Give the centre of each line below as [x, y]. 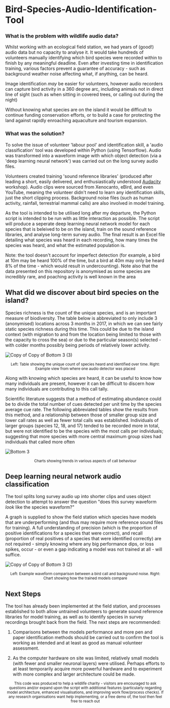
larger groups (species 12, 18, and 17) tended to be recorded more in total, [82, 426]
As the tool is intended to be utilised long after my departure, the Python [81, 213]
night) [11, 100]
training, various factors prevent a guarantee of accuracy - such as [75, 68]
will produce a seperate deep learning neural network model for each [78, 224]
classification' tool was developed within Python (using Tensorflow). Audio [83, 150]
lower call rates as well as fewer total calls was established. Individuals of [82, 420]
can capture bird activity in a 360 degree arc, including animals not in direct [84, 89]
